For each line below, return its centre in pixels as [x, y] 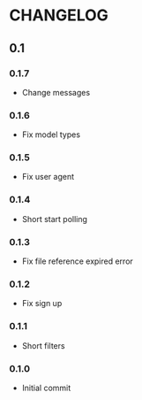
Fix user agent [48, 177]
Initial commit [46, 388]
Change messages [56, 92]
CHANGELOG [59, 15]
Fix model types [51, 135]
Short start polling [55, 219]
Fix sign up [42, 304]
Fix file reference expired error [78, 261]
